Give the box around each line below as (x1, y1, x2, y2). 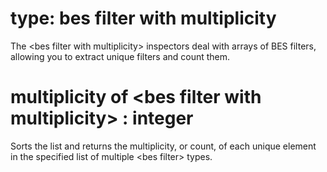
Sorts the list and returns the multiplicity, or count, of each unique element (10, 140, 317, 152)
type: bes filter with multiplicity (10, 7, 277, 30)
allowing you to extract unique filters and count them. (10, 50, 231, 62)
